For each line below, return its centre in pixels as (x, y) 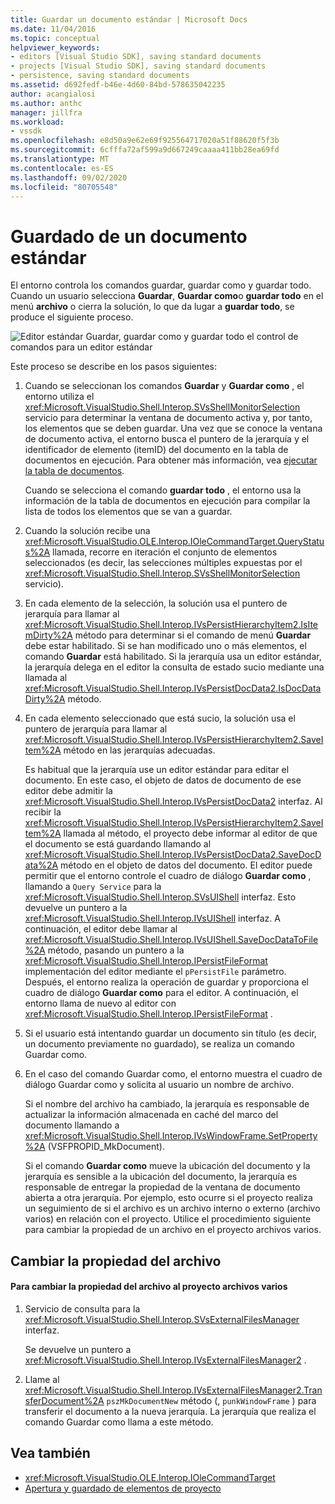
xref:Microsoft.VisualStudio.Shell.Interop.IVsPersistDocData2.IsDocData (173, 688)
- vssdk (26, 131)
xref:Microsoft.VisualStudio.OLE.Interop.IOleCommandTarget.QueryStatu (174, 542)
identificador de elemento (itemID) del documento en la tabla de (156, 450)
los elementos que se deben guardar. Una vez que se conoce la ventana (173, 428)
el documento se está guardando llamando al (118, 844)
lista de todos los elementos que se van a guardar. (128, 512)
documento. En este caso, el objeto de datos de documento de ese (163, 780)
